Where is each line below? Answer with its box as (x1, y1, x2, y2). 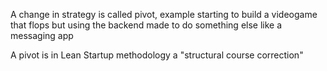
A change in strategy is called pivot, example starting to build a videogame (10, 9, 318, 20)
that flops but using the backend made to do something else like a (10, 19, 283, 31)
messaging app (10, 30, 74, 41)
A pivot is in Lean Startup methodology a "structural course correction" (10, 49, 304, 61)
